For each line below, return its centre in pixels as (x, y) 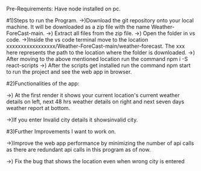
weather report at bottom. (38, 108)
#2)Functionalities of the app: (43, 83)
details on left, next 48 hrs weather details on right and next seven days (95, 102)
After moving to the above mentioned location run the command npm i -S (97, 59)
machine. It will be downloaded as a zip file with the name (78, 27)
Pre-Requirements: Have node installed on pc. (63, 9)
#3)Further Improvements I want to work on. (61, 131)
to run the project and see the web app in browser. (69, 72)
